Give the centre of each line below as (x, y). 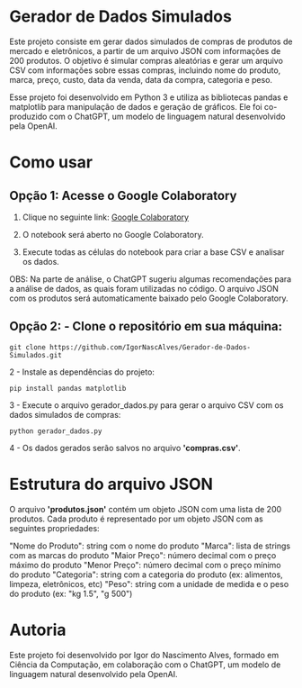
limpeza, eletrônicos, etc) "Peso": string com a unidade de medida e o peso (149, 584)
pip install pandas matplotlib (68, 388)
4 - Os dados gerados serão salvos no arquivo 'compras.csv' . (125, 448)
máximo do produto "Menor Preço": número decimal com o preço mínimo (145, 565)
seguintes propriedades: (55, 528)
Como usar (51, 163)
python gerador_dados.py (56, 431)
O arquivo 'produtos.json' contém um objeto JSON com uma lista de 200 (146, 509)
